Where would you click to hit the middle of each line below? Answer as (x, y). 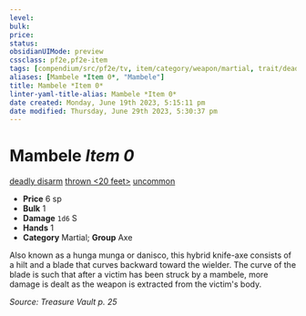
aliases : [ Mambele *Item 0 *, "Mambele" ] (87, 77)
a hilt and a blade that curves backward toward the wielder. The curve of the (153, 265)
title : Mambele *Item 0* (56, 86)
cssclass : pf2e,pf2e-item (58, 60)
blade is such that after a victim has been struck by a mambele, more (139, 275)
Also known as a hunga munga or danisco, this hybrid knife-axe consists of (151, 255)
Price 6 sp (42, 199)
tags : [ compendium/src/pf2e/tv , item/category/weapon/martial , (132, 69)
